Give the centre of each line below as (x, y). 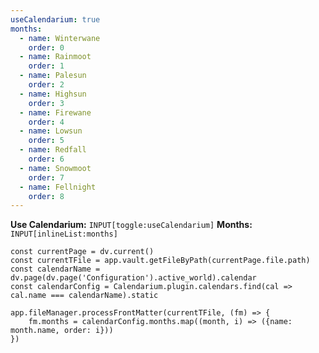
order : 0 (46, 47)
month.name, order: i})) (62, 331)
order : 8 (46, 196)
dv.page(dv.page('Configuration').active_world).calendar (133, 278)
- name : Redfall (53, 150)
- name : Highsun (53, 94)
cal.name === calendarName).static (84, 296)
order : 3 (46, 103)
